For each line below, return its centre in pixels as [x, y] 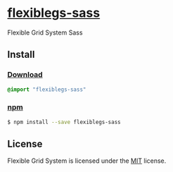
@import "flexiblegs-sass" [47, 90]
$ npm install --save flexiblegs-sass [64, 122]
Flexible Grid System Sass [45, 32]
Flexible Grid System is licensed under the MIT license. [87, 161]
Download [25, 75]
